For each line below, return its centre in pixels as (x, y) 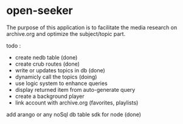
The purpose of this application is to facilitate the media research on (92, 27)
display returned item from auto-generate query (75, 89)
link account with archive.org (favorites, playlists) (77, 102)
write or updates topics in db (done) (60, 70)
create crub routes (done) (47, 64)
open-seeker (40, 11)
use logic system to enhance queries (61, 83)
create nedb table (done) (46, 57)
